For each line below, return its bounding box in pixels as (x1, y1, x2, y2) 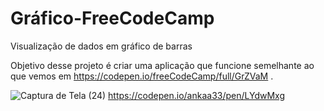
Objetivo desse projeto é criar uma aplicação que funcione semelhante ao (10, 59, 315, 71)
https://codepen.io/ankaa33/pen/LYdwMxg (108, 89, 285, 101)
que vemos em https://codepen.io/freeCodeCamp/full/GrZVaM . (10, 70, 274, 82)
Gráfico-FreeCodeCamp (10, 7, 215, 30)
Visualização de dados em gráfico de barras (10, 40, 193, 52)
